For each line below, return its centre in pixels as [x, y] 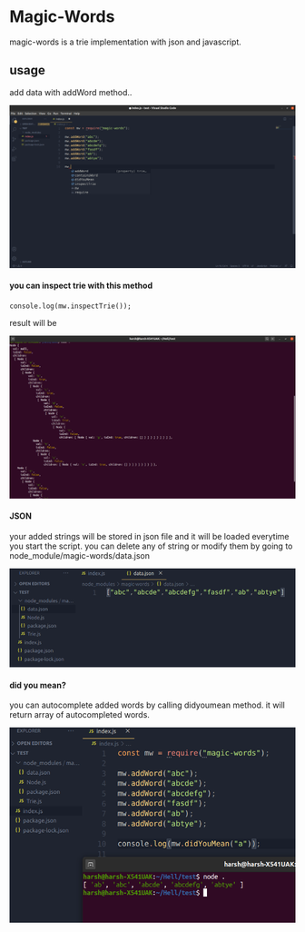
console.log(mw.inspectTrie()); [70, 306]
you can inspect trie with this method [81, 286]
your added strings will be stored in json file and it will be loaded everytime [149, 537]
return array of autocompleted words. [79, 715]
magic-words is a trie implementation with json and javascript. [126, 42]
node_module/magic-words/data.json [79, 556]
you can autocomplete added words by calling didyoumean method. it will [148, 705]
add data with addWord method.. [71, 92]
